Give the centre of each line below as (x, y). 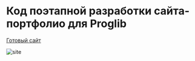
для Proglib (97, 24)
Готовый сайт (24, 40)
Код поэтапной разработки (79, 11)
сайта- (172, 11)
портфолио (36, 24)
